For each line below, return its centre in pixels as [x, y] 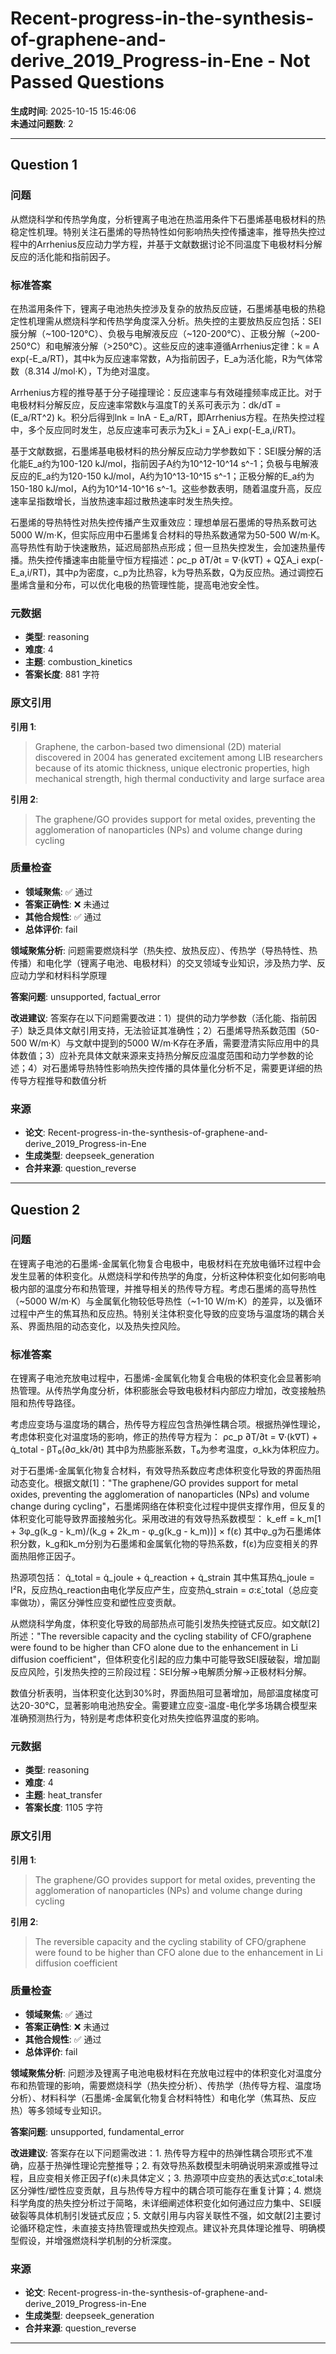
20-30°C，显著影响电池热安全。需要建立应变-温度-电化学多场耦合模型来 [168, 1706]
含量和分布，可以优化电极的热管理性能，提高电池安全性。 [146, 584]
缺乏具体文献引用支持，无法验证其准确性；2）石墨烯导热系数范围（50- [173, 1030]
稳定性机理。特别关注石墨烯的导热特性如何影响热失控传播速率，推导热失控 [163, 231]
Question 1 [44, 165]
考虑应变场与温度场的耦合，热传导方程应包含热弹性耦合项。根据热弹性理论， [168, 1424]
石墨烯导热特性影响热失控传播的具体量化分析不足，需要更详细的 [183, 1068]
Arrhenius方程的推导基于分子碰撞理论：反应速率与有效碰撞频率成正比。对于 [166, 392]
